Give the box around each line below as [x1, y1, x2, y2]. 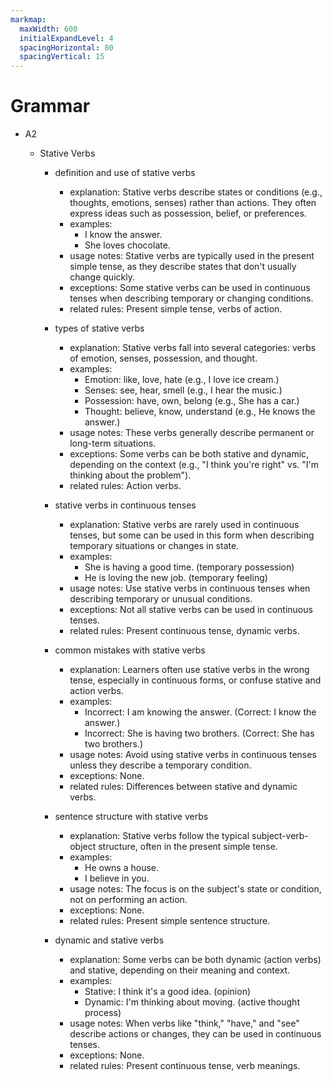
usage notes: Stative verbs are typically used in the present [69, 250, 315, 262]
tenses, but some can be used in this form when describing [69, 529, 315, 541]
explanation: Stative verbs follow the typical [69, 830, 250, 842]
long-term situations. [69, 437, 157, 450]
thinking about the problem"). [69, 469, 192, 481]
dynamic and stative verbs [54, 934, 165, 946]
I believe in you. [84, 872, 150, 885]
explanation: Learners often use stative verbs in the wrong [69, 664, 310, 676]
